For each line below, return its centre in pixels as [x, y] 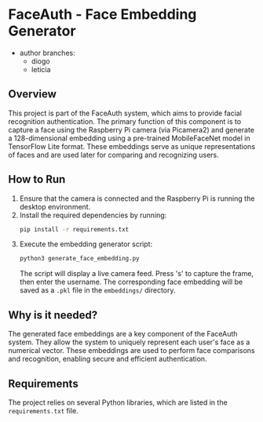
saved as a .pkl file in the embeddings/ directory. [97, 290]
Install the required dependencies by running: [93, 215]
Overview [33, 95]
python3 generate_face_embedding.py [79, 259]
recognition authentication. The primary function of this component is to [125, 121]
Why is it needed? [53, 315]
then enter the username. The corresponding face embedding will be [131, 282]
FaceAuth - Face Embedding [102, 15]
